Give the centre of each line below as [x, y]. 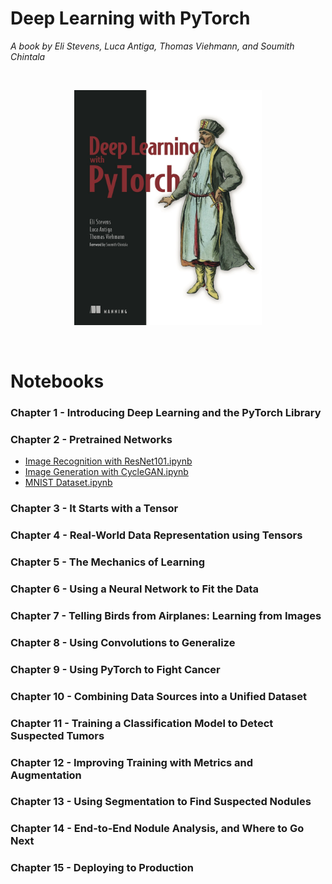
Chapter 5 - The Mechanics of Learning [108, 562]
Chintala [28, 56]
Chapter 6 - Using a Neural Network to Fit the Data [135, 589]
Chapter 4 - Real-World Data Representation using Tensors [156, 535]
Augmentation [46, 775]
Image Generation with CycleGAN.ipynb [106, 472]
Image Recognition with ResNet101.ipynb [108, 461]
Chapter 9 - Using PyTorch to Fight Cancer [115, 669]
